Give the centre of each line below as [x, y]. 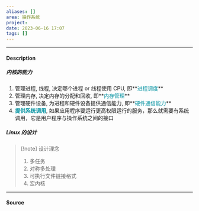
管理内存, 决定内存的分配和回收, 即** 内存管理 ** [72, 96]
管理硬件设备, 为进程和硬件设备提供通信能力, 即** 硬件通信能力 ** [93, 103]
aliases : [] [21, 12]
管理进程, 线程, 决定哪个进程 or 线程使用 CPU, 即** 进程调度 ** [89, 88]
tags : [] [17, 34]
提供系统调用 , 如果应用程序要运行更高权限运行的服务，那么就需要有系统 [102, 111]
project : [17, 22]
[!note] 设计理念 [40, 148]
